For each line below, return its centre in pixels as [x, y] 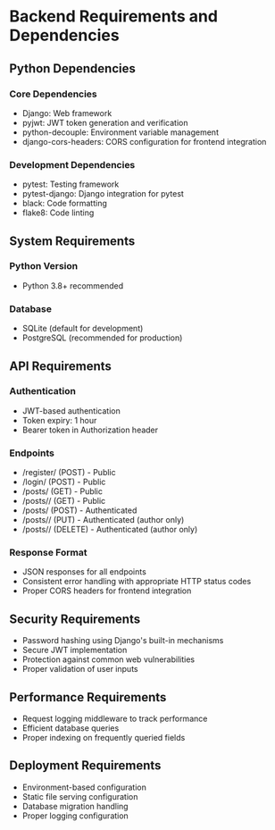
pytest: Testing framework [71, 184]
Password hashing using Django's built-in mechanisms [123, 641]
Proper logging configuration [75, 816]
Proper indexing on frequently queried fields [104, 738]
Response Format [48, 553]
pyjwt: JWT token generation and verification [105, 122]
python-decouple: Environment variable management [120, 132]
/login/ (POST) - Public [64, 482]
